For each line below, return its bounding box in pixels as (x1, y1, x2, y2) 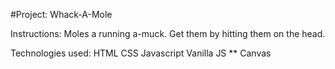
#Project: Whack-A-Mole (10, 9, 113, 20)
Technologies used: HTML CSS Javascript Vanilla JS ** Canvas (10, 47, 272, 59)
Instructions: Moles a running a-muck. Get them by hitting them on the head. (10, 28, 326, 39)
